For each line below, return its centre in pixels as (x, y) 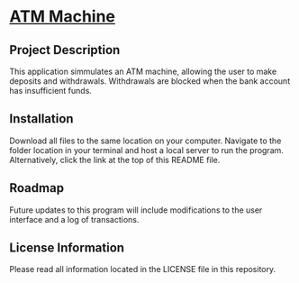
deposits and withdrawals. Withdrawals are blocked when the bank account (150, 81)
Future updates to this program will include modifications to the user (136, 210)
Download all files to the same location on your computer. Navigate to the (145, 141)
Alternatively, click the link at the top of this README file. (115, 160)
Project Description (65, 50)
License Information (67, 248)
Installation (41, 119)
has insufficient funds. (51, 91)
